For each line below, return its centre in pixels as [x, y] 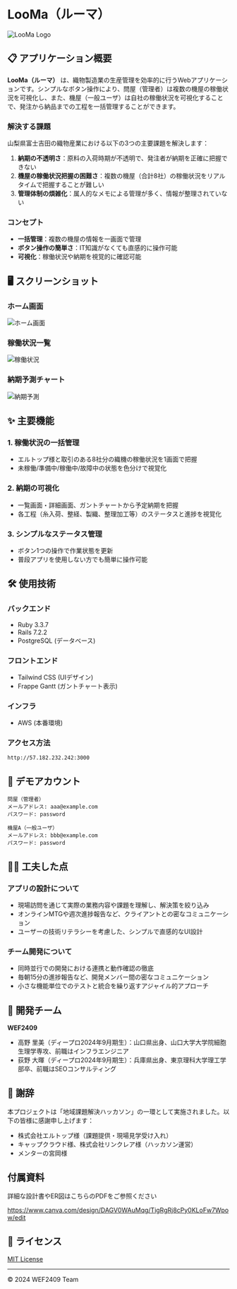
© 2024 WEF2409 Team [43, 1279]
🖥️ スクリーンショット [53, 281]
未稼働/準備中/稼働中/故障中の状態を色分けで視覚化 [92, 468]
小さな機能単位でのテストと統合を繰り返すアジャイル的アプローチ [113, 986]
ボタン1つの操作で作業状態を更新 [65, 550]
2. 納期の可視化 [34, 488]
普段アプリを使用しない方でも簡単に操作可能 [83, 559]
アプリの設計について [43, 889]
